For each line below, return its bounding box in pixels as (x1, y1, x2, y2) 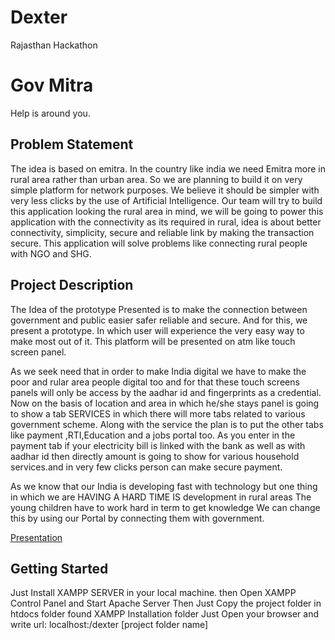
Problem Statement (10, 136, 134, 153)
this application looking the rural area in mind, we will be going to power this (10, 205, 324, 217)
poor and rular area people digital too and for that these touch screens (10, 376, 300, 388)
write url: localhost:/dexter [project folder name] (10, 619, 209, 631)
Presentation (10, 531, 63, 543)
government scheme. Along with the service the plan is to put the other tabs (10, 418, 324, 430)
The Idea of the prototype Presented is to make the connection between (10, 303, 308, 315)
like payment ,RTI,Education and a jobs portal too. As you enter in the (10, 429, 296, 441)
